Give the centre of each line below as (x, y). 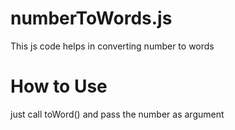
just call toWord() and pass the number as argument (117, 114)
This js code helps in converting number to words (112, 46)
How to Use (59, 86)
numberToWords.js (91, 18)
